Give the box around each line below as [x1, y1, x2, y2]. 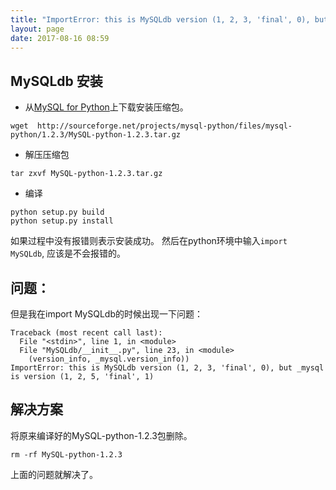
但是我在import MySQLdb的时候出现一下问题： [10, 308, 203, 320]
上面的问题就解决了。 [10, 468, 98, 480]
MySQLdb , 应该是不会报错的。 [10, 247, 127, 260]
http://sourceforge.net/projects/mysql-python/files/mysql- [36, 121, 293, 131]
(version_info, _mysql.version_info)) [28, 354, 190, 364]
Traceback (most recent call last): [10, 328, 163, 338]
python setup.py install [10, 216, 114, 226]
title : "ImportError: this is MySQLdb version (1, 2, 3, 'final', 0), [10, 14, 311, 25]
